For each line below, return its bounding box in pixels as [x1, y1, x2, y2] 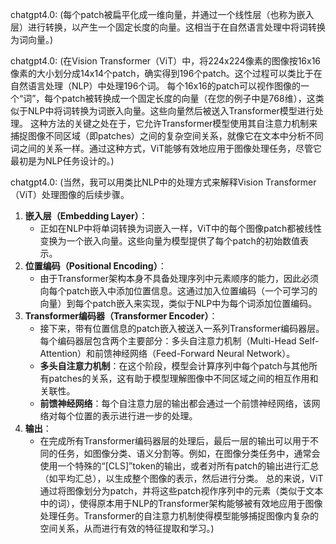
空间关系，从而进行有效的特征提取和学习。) [39, 523, 215, 534]
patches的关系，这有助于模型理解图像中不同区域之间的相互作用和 [48, 373, 319, 384]
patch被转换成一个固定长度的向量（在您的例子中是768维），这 [61, 93, 316, 104]
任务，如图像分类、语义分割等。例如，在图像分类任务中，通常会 [57, 448, 321, 459]
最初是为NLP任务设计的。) [10, 155, 115, 167]
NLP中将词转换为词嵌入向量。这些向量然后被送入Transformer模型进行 [27, 105, 315, 117]
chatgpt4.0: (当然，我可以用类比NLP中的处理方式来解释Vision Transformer [10, 176, 317, 188]
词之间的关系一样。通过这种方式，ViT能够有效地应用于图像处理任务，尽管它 [10, 143, 323, 154]
